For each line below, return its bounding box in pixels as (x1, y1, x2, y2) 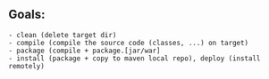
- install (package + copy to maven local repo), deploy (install (8, 53, 261, 63)
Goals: (8, 7, 46, 22)
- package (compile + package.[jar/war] (8, 46, 162, 55)
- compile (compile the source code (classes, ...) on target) (8, 38, 249, 47)
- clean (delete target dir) (8, 30, 117, 39)
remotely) (8, 61, 46, 70)
